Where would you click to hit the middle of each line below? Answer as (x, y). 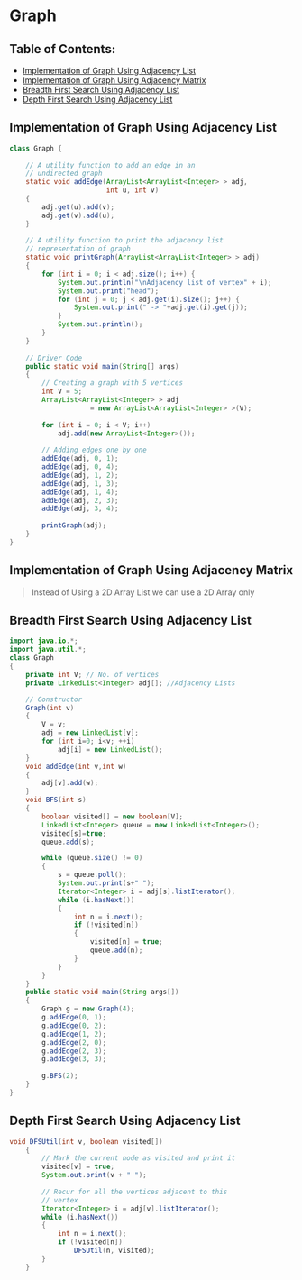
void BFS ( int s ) (56, 800)
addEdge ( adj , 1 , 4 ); (80, 492)
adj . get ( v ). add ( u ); (78, 215)
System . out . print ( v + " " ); (94, 1175)
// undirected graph (64, 174)
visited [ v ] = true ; (78, 1167)
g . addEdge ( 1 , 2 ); (74, 1034)
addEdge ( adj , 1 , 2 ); (80, 475)
